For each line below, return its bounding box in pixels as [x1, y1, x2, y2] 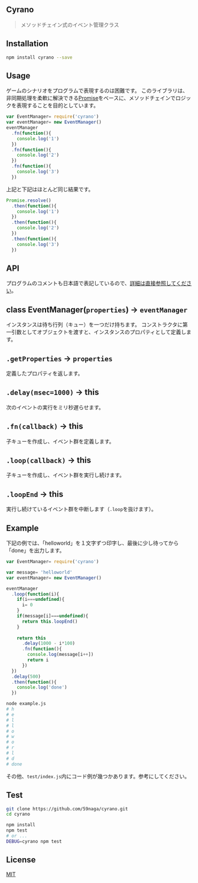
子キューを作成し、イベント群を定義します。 [6, 438, 115, 445]
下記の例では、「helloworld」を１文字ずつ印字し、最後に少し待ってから [6, 539, 179, 546]
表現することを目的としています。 [16, 102, 99, 109]
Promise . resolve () [6, 198, 51, 203]
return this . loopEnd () [21, 618, 78, 625]
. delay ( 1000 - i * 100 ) [21, 641, 76, 646]
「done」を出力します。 [6, 547, 65, 554]
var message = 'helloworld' [6, 569, 73, 575]
